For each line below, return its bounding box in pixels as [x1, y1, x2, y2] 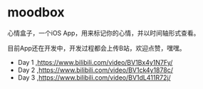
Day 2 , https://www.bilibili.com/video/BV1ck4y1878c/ [17, 66, 173, 74]
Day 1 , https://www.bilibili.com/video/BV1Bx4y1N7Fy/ [17, 58, 173, 66]
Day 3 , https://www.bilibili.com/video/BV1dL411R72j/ [17, 73, 171, 82]
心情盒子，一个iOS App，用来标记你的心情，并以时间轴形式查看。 [7, 28, 200, 37]
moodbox [7, 4, 66, 21]
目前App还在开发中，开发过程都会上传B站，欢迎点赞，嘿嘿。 [7, 43, 186, 52]
